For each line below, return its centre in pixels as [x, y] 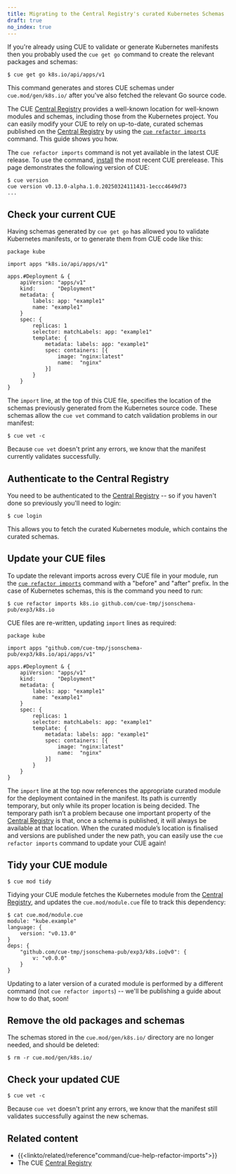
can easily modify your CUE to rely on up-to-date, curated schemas [105, 124]
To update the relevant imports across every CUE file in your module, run [113, 576]
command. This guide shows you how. [63, 139]
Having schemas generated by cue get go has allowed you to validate [108, 231]
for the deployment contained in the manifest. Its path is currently [102, 798]
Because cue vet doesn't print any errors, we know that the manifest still [112, 1109]
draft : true [25, 20]
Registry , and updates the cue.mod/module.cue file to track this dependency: [117, 902]
